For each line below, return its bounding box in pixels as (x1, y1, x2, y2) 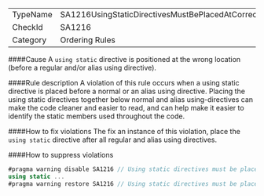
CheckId (12, 22, 43, 32)
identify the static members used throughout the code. (8, 111, 185, 121)
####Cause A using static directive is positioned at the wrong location (8, 55, 241, 64)
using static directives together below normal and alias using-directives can (8, 95, 254, 104)
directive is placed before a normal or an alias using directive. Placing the (8, 86, 246, 96)
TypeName (12, 9, 53, 20)
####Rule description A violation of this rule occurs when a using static (8, 78, 240, 87)
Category (12, 34, 47, 45)
